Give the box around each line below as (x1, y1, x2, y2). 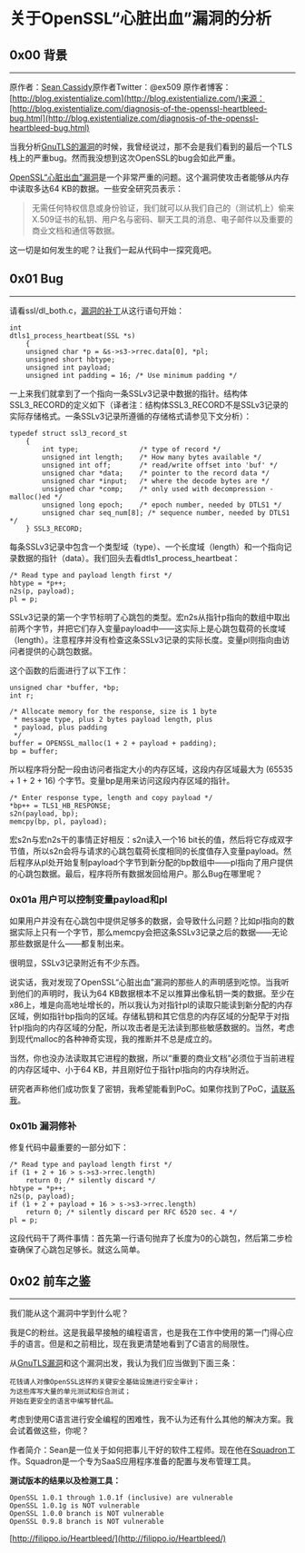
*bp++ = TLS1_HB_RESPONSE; (9, 801, 112, 810)
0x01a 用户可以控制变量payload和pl (9, 893, 168, 905)
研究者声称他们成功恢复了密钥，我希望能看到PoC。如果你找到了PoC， (9, 1083, 271, 1094)
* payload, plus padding (13, 723, 107, 732)
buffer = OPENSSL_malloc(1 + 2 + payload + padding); (9, 738, 218, 747)
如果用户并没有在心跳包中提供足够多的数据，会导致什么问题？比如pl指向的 (9, 915, 287, 926)
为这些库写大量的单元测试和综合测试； (9, 1387, 132, 1397)
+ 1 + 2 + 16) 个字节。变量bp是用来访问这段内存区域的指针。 (9, 775, 235, 786)
